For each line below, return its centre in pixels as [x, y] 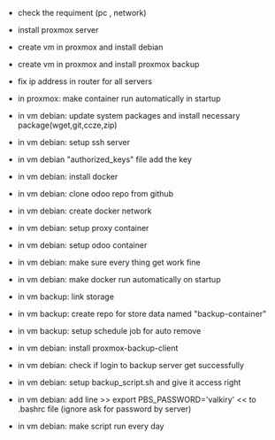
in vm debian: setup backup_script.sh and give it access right [129, 382]
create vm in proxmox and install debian [90, 47]
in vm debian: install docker [68, 177]
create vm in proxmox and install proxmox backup [108, 64]
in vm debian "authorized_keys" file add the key [105, 159]
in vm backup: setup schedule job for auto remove [109, 331]
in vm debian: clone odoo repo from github [95, 193]
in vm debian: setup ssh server [74, 142]
